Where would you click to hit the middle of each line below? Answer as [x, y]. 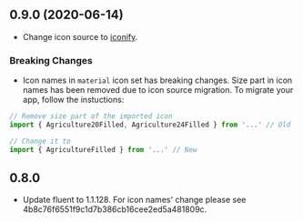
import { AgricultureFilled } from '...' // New [103, 149]
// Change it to [40, 141]
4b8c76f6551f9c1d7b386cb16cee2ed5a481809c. [115, 209]
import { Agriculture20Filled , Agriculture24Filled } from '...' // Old [150, 125]
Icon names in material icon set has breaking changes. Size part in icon [157, 80]
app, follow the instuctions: [73, 100]
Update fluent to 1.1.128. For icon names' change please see [134, 200]
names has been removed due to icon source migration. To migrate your [158, 90]
